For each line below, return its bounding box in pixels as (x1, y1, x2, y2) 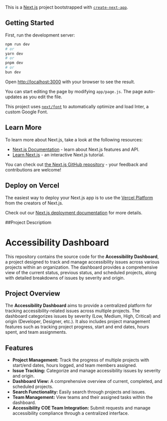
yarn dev (5, 51, 23, 56)
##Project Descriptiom (5, 219, 51, 225)
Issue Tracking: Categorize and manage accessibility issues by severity (12, 368, 161, 374)
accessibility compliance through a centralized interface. (12, 410, 129, 416)
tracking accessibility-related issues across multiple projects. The (5, 308, 140, 314)
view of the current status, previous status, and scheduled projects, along (5, 269, 157, 275)
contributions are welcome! (5, 166, 61, 172)
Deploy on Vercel (5, 181, 60, 190)
